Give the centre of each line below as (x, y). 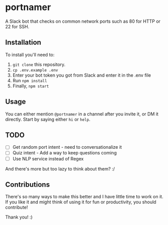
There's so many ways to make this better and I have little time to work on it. (84, 197)
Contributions (27, 184)
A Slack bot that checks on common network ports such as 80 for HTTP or (83, 21)
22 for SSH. (17, 26)
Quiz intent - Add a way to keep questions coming (65, 153)
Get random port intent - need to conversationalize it (67, 147)
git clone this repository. (39, 64)
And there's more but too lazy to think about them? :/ (60, 168)
